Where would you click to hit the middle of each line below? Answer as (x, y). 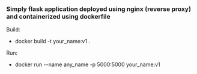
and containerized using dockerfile (59, 16)
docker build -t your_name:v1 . (53, 42)
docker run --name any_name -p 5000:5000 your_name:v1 (87, 64)
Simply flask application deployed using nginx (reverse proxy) (98, 9)
